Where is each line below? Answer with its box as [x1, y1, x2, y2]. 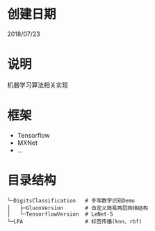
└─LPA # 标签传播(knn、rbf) [7, 218, 142, 225]
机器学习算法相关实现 [7, 81, 68, 89]
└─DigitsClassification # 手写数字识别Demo [7, 197, 136, 204]
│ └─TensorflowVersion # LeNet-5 [7, 210, 113, 218]
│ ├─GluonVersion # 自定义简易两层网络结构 [7, 205, 149, 212]
